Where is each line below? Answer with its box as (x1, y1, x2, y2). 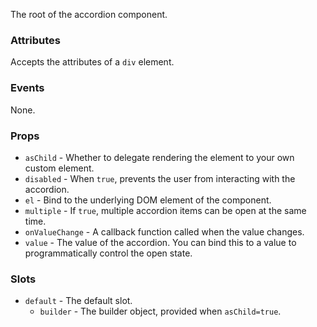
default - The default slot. (24, 295, 133, 307)
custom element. (24, 162, 95, 174)
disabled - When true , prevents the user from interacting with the (24, 172, 296, 184)
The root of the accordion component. (10, 9, 168, 20)
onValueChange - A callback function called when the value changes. (24, 225, 305, 238)
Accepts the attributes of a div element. (10, 56, 175, 68)
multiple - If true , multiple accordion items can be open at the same (24, 204, 307, 216)
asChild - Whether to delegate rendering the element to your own (24, 151, 295, 163)
